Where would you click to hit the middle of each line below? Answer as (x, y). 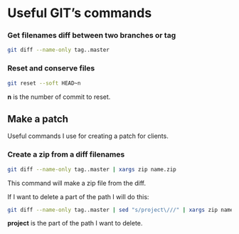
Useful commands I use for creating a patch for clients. (88, 136)
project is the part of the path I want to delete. (75, 223)
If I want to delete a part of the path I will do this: (78, 196)
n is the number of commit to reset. (59, 97)
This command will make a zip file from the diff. (77, 183)
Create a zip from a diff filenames (66, 154)
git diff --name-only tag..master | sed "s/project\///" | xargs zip (113, 210)
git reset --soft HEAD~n (44, 83)
